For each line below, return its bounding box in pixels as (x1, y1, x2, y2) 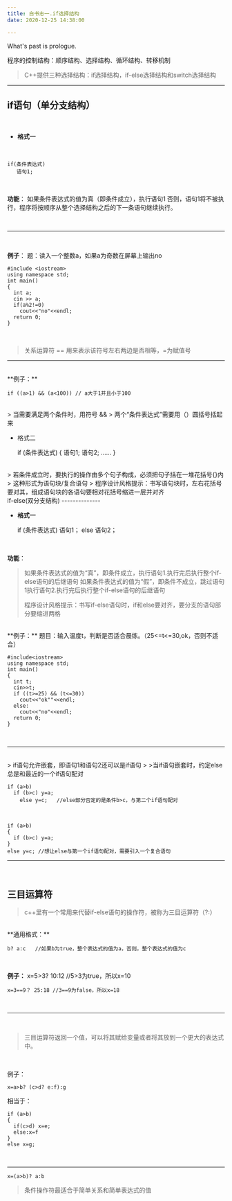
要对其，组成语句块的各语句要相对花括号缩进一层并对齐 (7, 488, 164, 496)
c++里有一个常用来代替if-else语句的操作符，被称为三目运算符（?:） (23, 908, 216, 916)
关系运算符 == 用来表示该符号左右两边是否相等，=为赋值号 (23, 346, 191, 355)
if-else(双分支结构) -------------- (7, 497, 101, 505)
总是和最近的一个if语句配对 (7, 769, 84, 778)
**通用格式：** (7, 930, 50, 938)
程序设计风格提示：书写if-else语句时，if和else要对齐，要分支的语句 (23, 600, 215, 610)
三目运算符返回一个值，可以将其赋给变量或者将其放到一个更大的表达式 (23, 1033, 224, 1042)
